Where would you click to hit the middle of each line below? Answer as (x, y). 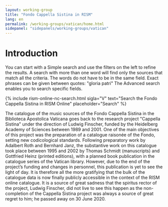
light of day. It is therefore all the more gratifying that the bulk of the (75, 172)
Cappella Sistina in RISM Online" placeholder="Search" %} (66, 104)
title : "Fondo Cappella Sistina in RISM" (49, 15)
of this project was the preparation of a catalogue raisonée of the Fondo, (80, 135)
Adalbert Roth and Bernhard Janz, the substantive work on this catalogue (81, 146)
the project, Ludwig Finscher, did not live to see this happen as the (74, 188)
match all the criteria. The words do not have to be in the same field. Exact (82, 78)
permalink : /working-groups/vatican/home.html (55, 24)
